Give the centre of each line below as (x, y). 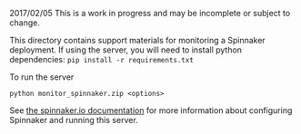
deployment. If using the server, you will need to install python (126, 50)
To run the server (42, 77)
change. (25, 23)
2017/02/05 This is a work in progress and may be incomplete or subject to (150, 13)
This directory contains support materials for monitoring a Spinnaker (137, 40)
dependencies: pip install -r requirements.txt (101, 59)
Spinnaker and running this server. (74, 120)
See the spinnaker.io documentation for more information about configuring (151, 110)
